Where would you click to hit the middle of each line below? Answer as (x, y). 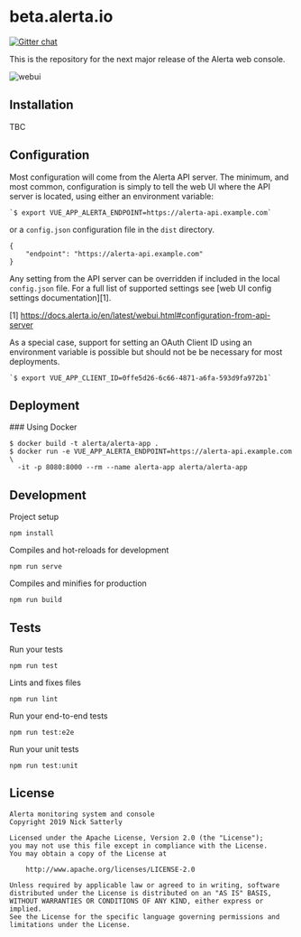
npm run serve (36, 567)
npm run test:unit (44, 765)
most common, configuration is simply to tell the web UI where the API (140, 186)
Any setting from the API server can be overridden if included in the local (145, 278)
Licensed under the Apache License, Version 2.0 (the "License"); (137, 838)
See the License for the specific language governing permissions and (145, 917)
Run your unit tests (44, 749)
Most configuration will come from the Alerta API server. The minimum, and (149, 177)
